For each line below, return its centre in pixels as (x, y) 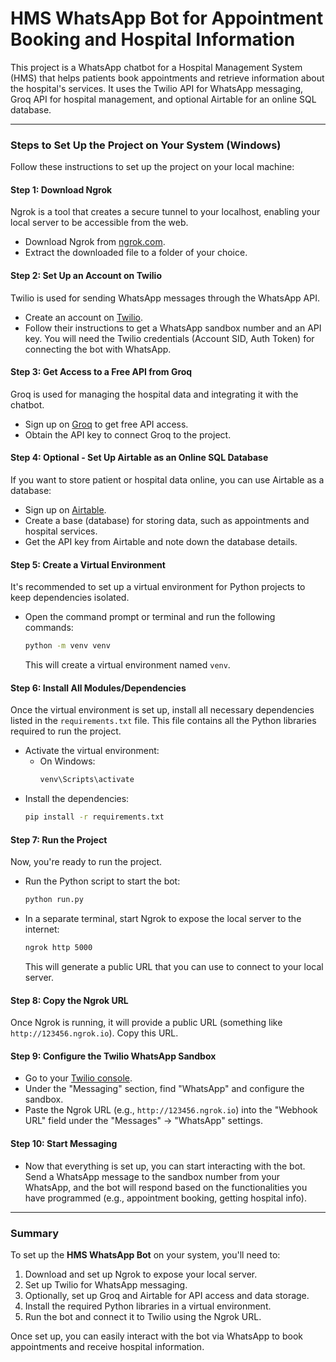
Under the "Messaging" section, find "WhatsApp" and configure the (164, 1089)
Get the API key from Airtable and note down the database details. (161, 542)
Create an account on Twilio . (83, 317)
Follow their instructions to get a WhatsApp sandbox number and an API (173, 328)
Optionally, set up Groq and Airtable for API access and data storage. (167, 1295)
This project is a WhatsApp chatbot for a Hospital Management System (156, 67)
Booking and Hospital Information (153, 39)
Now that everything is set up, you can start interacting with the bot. (165, 1166)
